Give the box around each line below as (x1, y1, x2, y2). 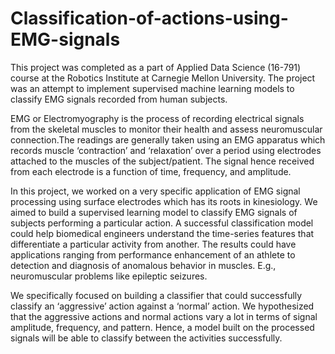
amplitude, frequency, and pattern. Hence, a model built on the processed (10, 321, 315, 333)
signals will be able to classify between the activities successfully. (10, 332, 283, 344)
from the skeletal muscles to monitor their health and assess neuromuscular (10, 123, 323, 135)
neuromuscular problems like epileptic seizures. (10, 270, 208, 282)
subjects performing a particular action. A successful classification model (10, 217, 314, 229)
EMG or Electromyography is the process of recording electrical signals (10, 112, 305, 124)
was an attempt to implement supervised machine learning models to (10, 82, 295, 94)
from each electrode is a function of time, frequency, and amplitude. (10, 165, 292, 177)
